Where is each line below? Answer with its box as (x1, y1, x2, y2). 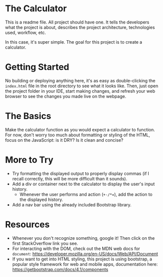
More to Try (5, 154, 54, 165)
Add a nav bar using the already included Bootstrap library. (12, 201, 132, 207)
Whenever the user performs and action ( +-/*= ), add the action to (19, 191, 153, 197)
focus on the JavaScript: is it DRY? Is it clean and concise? (5, 137, 124, 143)
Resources (5, 219, 50, 230)
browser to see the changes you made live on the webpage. (5, 93, 127, 99)
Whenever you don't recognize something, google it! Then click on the (12, 235, 155, 241)
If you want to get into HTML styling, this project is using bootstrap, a (12, 256, 152, 262)
